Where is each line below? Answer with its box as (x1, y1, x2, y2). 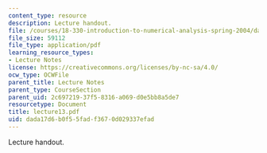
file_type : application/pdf (8, 41, 102, 49)
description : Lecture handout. (8, 19, 112, 27)
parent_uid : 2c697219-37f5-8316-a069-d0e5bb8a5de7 (8, 93, 180, 101)
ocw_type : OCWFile (8, 71, 69, 79)
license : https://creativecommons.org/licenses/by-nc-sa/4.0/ (8, 64, 219, 72)
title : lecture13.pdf (8, 108, 80, 116)
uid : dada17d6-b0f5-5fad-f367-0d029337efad (8, 116, 155, 124)
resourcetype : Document (8, 100, 87, 108)
